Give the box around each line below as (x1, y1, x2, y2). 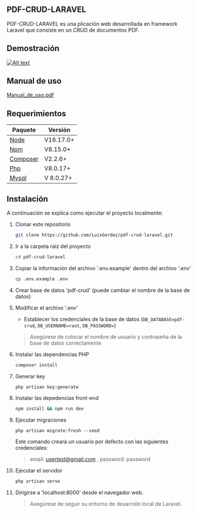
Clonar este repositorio (15, 221, 71, 228)
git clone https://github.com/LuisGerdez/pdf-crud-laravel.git (15, 232, 174, 238)
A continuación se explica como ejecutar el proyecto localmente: (6, 209, 163, 216)
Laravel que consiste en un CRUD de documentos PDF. (6, 26, 140, 33)
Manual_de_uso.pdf (6, 91, 55, 98)
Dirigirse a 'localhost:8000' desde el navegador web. (15, 489, 144, 496)
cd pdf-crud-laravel (15, 254, 66, 260)
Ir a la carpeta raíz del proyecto (15, 243, 91, 250)
